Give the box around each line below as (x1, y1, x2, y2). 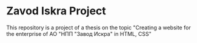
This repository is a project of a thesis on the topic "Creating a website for (6, 24, 191, 31)
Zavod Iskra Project (6, 4, 106, 18)
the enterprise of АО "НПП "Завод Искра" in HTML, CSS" (6, 30, 152, 37)
